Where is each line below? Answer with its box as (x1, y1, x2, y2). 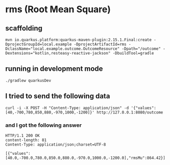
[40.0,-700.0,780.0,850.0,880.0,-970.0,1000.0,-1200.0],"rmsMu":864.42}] (5, 155, 166, 160)
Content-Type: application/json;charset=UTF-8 (5, 142, 106, 147)
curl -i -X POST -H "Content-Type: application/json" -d (5, 105, 129, 111)
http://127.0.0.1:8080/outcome (96, 109, 163, 115)
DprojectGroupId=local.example (5, 42, 72, 47)
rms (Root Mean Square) (5, 4, 111, 15)
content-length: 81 (5, 137, 47, 143)
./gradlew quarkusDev (5, 78, 52, 83)
